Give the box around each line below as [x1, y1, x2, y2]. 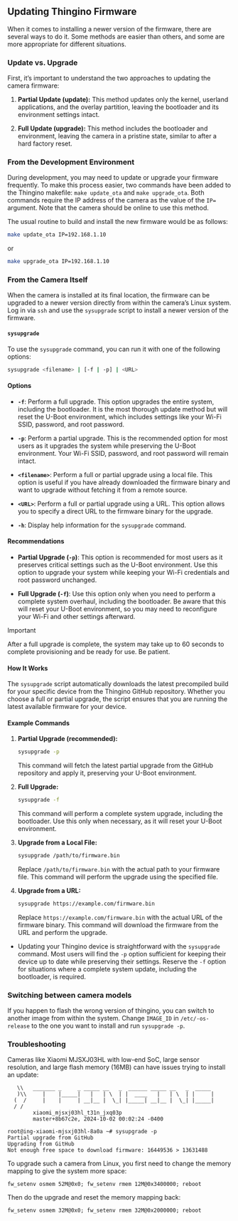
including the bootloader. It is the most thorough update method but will [17, 404, 228, 413]
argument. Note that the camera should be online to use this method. [7, 203, 210, 213]
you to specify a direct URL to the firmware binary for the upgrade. [17, 506, 213, 516]
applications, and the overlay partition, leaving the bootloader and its [17, 103, 219, 111]
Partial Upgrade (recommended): [17, 735, 118, 743]
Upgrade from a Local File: [17, 838, 97, 847]
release [7, 1023, 31, 1030]
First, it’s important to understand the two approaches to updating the [7, 74, 211, 83]
